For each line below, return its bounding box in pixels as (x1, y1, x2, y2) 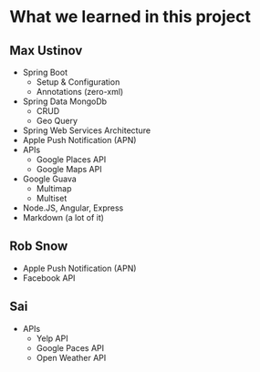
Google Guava (22, 173, 78, 184)
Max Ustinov (9, 43, 83, 58)
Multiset (36, 193, 68, 203)
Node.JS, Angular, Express (22, 202, 124, 213)
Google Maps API (36, 164, 102, 174)
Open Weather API (36, 352, 107, 363)
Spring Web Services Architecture (22, 125, 151, 136)
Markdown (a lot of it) (22, 212, 105, 222)
